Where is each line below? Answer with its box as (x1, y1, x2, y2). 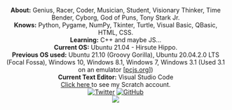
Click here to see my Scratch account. (60, 81, 171, 88)
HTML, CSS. (97, 28, 134, 36)
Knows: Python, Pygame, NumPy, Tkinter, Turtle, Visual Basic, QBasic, (13, 21, 218, 29)
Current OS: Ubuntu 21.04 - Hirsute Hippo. (53, 43, 178, 51)
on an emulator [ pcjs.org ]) (78, 66, 153, 74)
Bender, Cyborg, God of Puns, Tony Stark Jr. (51, 13, 180, 22)
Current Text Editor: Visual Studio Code (57, 73, 174, 81)
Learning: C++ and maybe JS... (70, 36, 161, 44)
